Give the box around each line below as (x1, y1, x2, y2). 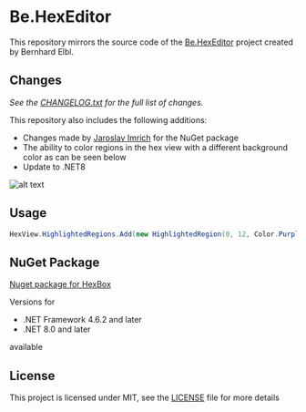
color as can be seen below (22, 151, 127, 162)
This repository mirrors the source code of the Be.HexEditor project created (9, 36, 294, 47)
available (9, 342, 44, 353)
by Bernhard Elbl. (9, 46, 75, 57)
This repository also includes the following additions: (9, 114, 208, 125)
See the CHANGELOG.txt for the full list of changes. (9, 97, 204, 108)
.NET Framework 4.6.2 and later (22, 314, 143, 325)
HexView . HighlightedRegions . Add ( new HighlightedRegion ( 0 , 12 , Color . (9, 230, 280, 239)
